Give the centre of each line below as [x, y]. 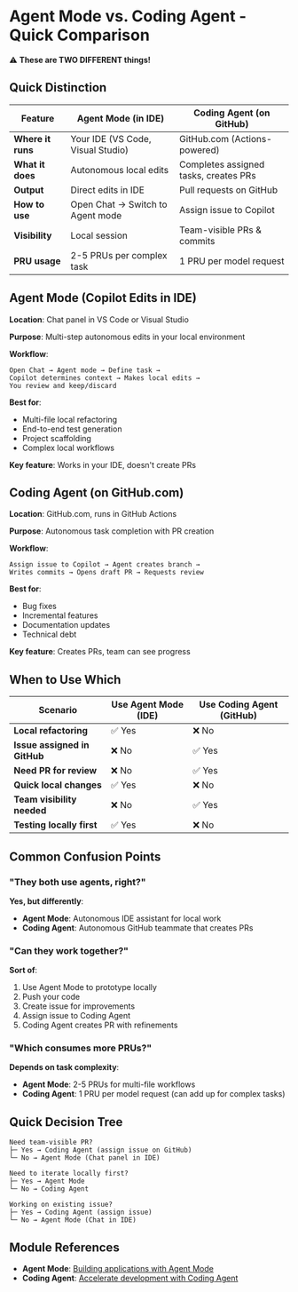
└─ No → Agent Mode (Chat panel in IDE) [85, 1158]
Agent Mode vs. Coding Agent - [128, 16]
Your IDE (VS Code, [111, 139]
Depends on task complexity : [64, 1067]
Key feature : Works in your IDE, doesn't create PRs [103, 464]
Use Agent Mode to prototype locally [90, 987]
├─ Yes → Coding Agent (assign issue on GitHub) [101, 1150]
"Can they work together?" [69, 950]
